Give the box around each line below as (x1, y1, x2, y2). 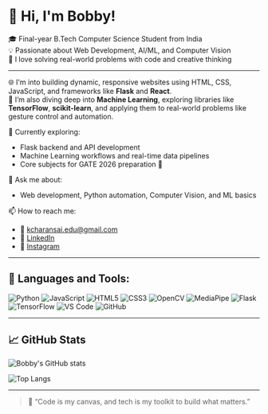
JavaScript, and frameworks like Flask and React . (8, 86, 172, 96)
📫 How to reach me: (8, 206, 77, 216)
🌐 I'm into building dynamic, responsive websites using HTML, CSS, (8, 77, 232, 87)
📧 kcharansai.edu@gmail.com (19, 225, 118, 234)
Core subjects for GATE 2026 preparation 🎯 (19, 159, 164, 169)
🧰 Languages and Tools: (8, 272, 130, 286)
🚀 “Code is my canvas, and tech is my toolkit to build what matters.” (27, 396, 250, 406)
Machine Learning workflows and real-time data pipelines (19, 150, 210, 160)
